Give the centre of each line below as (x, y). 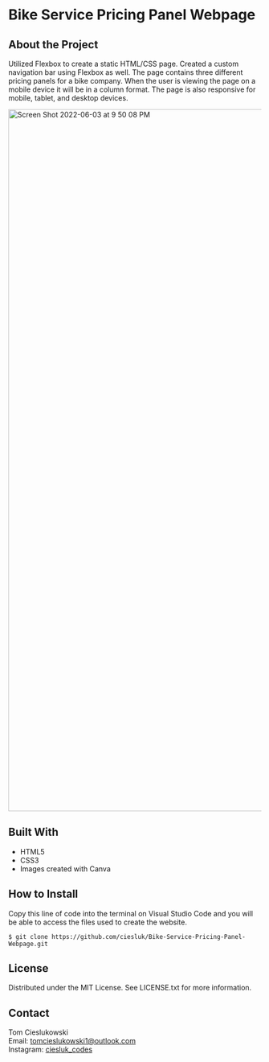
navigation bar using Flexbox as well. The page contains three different (126, 72)
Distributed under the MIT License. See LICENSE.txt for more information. (130, 988)
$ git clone (28, 936)
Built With (33, 832)
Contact (29, 1013)
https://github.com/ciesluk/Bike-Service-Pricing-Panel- (149, 936)
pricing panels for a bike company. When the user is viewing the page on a (132, 81)
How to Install (43, 894)
